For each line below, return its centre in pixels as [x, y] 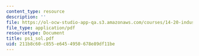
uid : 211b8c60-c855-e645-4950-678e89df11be [61, 44]
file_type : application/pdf [41, 28]
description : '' [26, 17]
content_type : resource [36, 11]
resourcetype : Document [36, 33]
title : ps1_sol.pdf [30, 38]
